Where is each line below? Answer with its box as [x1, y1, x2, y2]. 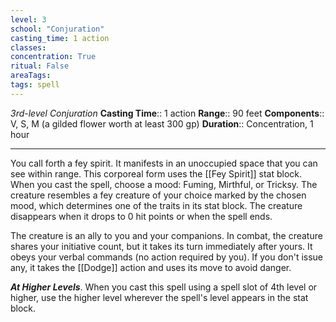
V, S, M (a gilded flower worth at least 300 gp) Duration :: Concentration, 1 [10, 117, 314, 130]
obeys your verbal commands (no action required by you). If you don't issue [10, 251, 324, 263]
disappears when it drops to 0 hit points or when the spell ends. [10, 210, 273, 222]
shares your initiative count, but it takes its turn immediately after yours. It [10, 240, 313, 252]
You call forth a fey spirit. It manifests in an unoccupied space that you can [10, 157, 318, 169]
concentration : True [10, 52, 97, 62]
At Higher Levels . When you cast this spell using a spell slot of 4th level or [10, 281, 318, 293]
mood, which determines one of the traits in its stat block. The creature [10, 199, 303, 211]
